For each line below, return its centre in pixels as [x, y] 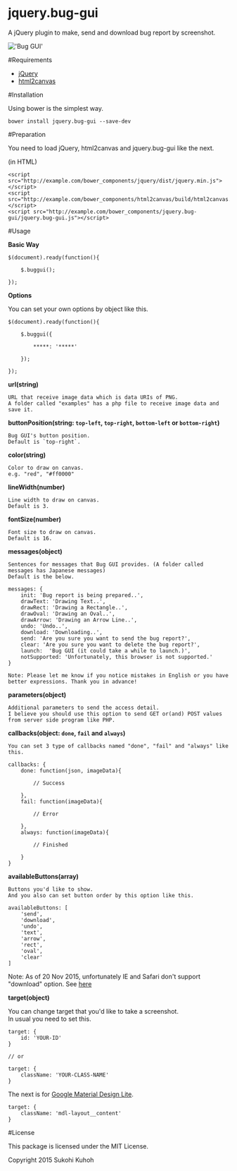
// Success [49, 783]
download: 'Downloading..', [62, 632]
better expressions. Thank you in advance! [73, 681]
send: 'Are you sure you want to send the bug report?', [106, 638]
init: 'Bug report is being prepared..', [82, 595]
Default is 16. [30, 538]
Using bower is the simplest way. [56, 108]
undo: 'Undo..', [45, 626]
